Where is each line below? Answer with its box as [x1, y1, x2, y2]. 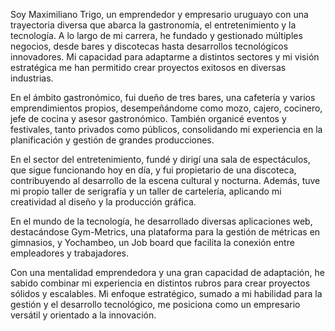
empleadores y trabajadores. [10, 247, 129, 259]
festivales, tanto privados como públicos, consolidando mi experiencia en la [10, 124, 323, 135]
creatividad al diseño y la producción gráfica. [10, 196, 197, 208]
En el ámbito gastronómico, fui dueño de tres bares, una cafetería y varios [10, 92, 316, 103]
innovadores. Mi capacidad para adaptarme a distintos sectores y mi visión [10, 51, 320, 63]
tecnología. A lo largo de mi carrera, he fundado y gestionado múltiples [10, 30, 303, 41]
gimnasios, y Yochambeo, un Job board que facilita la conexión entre [10, 237, 295, 248]
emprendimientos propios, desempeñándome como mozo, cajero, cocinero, [10, 102, 323, 114]
